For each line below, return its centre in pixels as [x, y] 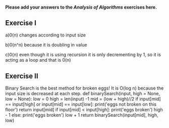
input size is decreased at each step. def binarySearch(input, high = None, [83, 94]
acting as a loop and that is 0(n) [38, 60]
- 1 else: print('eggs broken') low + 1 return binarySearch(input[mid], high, [82, 115]
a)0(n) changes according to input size [46, 35]
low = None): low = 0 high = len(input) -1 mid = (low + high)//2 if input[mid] [83, 99]
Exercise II [22, 76]
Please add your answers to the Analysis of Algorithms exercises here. [81, 7]
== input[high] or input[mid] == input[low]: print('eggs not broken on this [81, 104]
